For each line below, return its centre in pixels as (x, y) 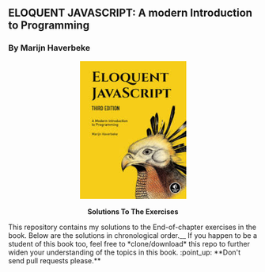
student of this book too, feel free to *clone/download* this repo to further (129, 243)
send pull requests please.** (55, 260)
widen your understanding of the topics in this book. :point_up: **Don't (125, 252)
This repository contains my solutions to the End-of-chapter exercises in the (132, 227)
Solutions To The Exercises (133, 211)
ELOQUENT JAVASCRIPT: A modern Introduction (131, 13)
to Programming (49, 26)
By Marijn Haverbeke (49, 48)
